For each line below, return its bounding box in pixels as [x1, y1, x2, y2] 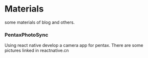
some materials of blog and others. [4, 19, 75, 25]
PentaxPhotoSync [4, 31, 48, 38]
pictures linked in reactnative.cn [4, 47, 69, 54]
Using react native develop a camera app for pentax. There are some [4, 43, 144, 48]
